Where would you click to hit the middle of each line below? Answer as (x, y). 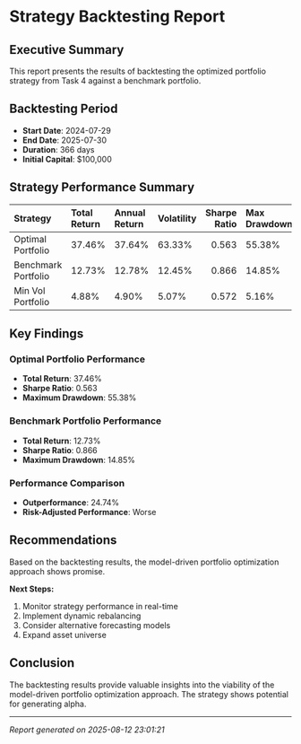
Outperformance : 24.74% (71, 502)
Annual (130, 213)
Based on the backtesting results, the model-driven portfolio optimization (144, 562)
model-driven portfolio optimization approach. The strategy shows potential (149, 694)
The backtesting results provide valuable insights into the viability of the (142, 685)
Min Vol (30, 291)
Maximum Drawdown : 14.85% (79, 460)
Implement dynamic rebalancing (82, 616)
